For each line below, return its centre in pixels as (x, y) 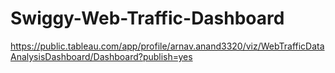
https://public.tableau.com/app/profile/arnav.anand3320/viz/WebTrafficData (167, 46)
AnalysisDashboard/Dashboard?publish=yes (101, 56)
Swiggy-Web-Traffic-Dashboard (147, 18)
